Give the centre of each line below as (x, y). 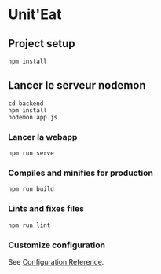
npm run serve (31, 153)
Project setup (42, 44)
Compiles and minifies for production (80, 173)
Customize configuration (57, 245)
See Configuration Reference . (56, 262)
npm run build (31, 189)
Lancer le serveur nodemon (77, 85)
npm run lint (29, 225)
